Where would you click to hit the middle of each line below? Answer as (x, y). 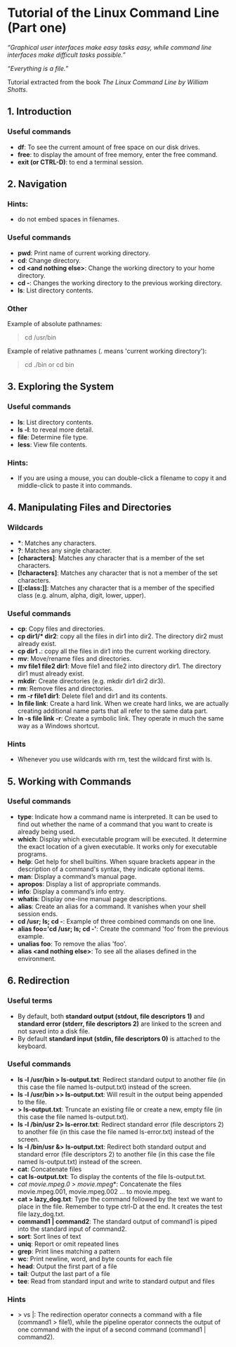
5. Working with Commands (69, 781)
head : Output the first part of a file (67, 1266)
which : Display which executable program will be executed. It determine (122, 839)
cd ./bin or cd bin (49, 364)
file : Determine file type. (53, 437)
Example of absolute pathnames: (55, 323)
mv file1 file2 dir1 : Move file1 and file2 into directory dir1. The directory (119, 666)
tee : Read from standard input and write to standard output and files (116, 1281)
